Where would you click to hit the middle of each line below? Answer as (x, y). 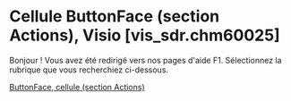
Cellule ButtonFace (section (115, 17)
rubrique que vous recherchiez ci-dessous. (89, 70)
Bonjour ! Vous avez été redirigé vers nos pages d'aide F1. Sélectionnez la (145, 60)
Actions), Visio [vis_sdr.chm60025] (145, 35)
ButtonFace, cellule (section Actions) (77, 87)
